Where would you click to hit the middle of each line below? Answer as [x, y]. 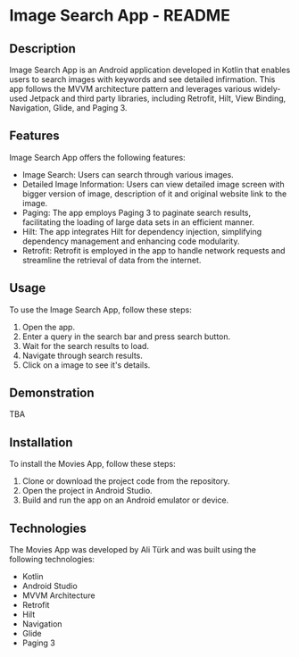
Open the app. [49, 327]
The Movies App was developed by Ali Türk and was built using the [133, 550]
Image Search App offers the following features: [97, 157]
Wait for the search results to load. [86, 345]
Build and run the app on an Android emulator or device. [125, 500]
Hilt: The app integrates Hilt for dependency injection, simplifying [142, 231]
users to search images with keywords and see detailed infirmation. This [142, 79]
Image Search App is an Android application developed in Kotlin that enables [150, 70]
